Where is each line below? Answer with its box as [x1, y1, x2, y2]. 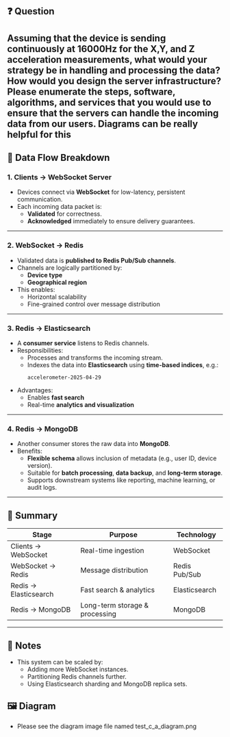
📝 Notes [7, 640, 42, 651]
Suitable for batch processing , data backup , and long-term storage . [27, 469, 223, 477]
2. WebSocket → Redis [7, 240, 84, 250]
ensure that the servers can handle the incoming [7, 107, 219, 118]
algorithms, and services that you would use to [7, 97, 212, 108]
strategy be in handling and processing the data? [7, 64, 221, 76]
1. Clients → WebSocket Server [7, 173, 112, 182]
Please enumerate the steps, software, [7, 86, 176, 97]
